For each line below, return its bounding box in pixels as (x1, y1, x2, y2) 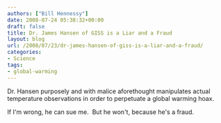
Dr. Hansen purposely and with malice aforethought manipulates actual (7, 87, 211, 95)
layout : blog (7, 36, 45, 43)
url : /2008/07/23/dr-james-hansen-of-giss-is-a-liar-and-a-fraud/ (7, 42, 204, 49)
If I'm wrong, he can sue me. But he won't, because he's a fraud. (7, 108, 195, 116)
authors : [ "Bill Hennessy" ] (7, 10, 89, 17)
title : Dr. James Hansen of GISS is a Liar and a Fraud (7, 29, 172, 37)
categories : (7, 49, 42, 56)
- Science (7, 55, 36, 62)
